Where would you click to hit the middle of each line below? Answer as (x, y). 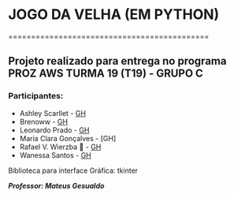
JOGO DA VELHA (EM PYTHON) (114, 15)
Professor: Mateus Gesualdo (56, 185)
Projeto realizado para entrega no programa (117, 61)
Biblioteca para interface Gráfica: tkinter (73, 170)
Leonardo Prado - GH (54, 130)
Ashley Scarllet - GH (53, 113)
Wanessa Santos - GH (56, 155)
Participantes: (36, 96)
